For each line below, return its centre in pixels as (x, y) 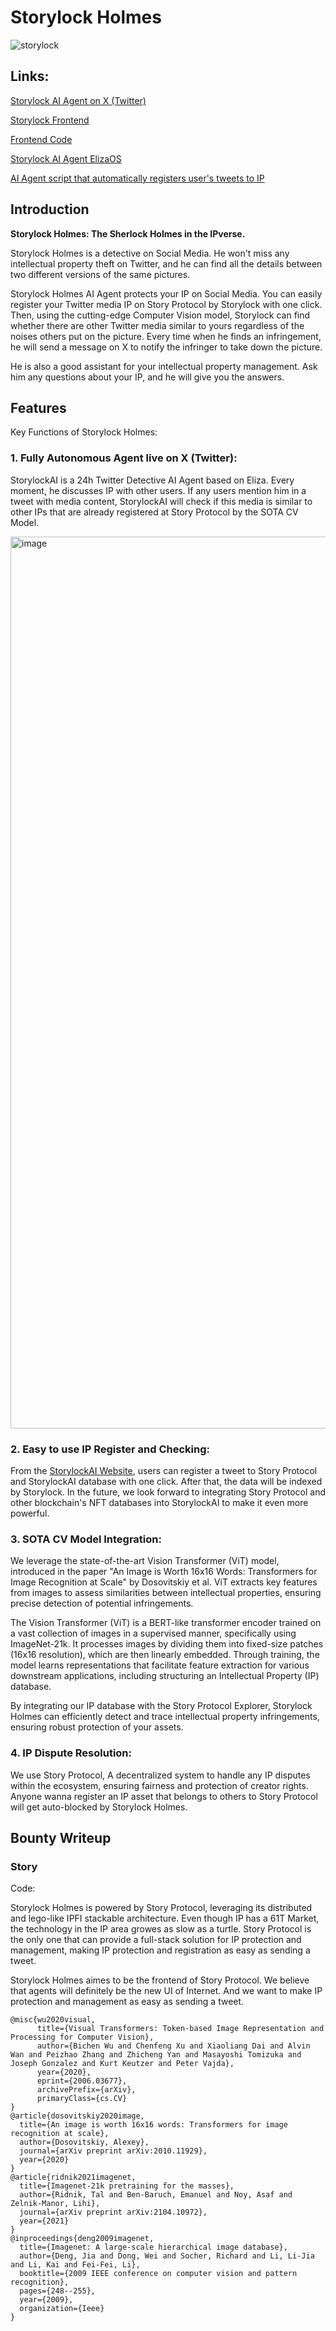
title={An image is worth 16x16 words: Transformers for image (153, 2125)
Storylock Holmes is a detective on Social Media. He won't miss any (150, 253)
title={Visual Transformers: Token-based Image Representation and (180, 2029)
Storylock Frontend (50, 120)
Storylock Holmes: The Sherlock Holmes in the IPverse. (128, 233)
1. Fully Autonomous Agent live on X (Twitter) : (124, 458)
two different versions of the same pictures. (100, 274)
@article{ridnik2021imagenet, (73, 2177)
